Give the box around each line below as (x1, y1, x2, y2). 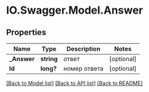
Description (66, 45, 101, 53)
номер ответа (63, 65, 104, 72)
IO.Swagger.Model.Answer (6, 4, 143, 17)
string (40, 55, 58, 63)
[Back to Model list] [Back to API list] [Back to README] (6, 80, 143, 87)
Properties (6, 27, 46, 37)
